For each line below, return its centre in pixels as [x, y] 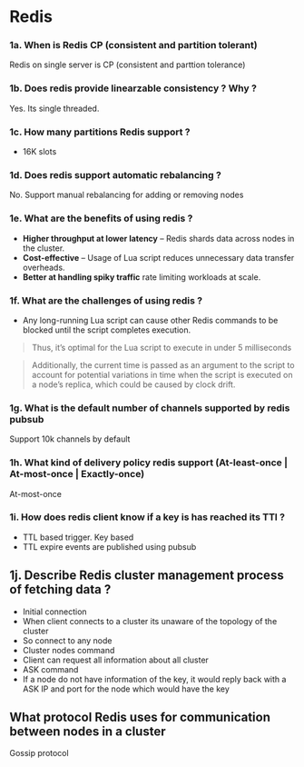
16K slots [39, 152]
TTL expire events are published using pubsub [109, 546]
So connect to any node [67, 640]
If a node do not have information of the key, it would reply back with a [154, 679]
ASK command [50, 669]
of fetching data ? [60, 589]
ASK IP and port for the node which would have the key [126, 689]
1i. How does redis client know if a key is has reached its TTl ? [147, 517]
